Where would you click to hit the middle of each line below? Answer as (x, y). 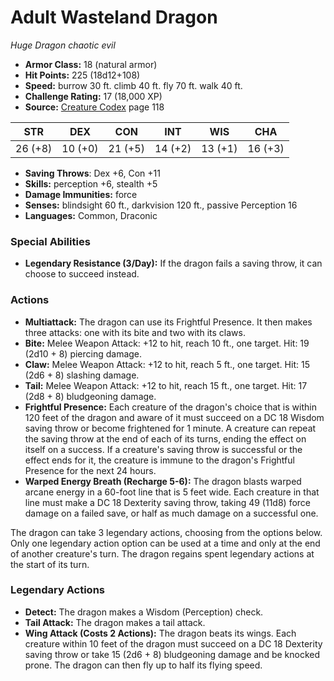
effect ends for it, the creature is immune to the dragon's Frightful (159, 460)
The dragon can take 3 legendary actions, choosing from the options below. (166, 532)
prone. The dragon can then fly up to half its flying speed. (143, 665)
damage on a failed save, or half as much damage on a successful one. (171, 513)
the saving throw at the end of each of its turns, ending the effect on (165, 438)
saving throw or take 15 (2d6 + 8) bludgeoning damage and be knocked (172, 654)
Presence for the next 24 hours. (90, 470)
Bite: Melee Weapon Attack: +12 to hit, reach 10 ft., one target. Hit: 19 (167, 343)
